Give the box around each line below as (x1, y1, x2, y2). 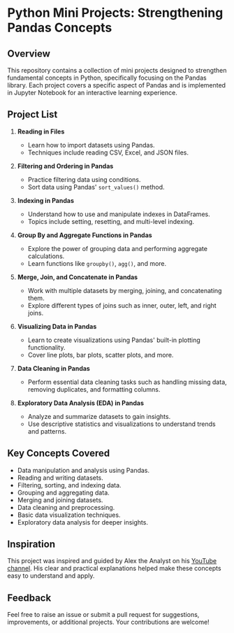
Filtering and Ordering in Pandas (17, 162, 114, 170)
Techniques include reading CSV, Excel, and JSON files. (27, 148, 189, 157)
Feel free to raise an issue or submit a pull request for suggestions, (7, 611, 200, 619)
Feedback (7, 592, 52, 604)
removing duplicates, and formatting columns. (27, 385, 161, 393)
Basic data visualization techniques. (17, 511, 121, 519)
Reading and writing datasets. (17, 474, 103, 482)
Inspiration (7, 539, 56, 550)
